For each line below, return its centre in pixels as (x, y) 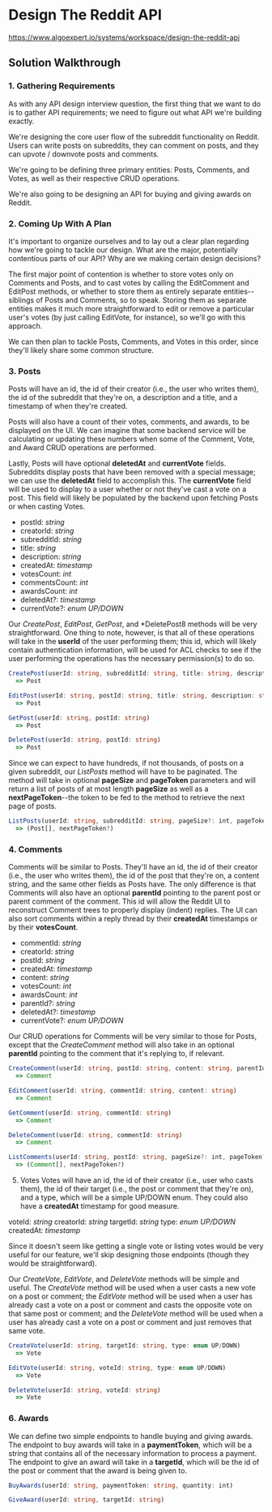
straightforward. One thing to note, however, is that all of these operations (132, 633)
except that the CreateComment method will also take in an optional (121, 1045)
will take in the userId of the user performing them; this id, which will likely (132, 642)
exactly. (21, 121)
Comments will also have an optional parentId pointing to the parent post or (134, 893)
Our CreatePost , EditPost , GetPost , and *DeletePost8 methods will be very (133, 624)
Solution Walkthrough (65, 63)
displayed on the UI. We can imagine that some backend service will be (127, 431)
